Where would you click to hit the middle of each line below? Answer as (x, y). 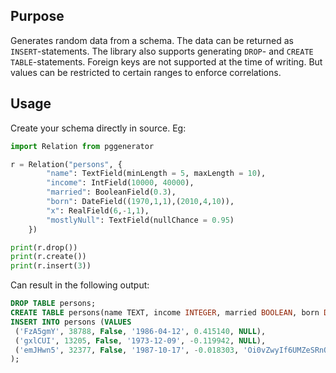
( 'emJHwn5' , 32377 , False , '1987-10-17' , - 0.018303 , (127, 350)
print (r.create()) (48, 257)
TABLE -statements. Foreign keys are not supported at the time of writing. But (166, 61)
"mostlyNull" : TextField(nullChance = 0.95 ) (140, 220)
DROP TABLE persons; (53, 304)
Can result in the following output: (80, 285)
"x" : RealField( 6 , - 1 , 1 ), (98, 210)
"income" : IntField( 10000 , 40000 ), (120, 183)
